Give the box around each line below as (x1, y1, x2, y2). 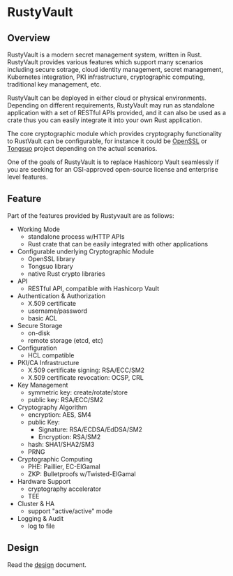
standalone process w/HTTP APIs (27, 232, 125, 241)
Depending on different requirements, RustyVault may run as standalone (7, 101, 215, 109)
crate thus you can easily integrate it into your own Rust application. (7, 116, 202, 124)
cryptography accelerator (27, 485, 102, 493)
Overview (7, 32, 51, 44)
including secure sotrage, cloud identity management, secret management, (7, 66, 223, 73)
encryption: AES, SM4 (27, 410, 92, 419)
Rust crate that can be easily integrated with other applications (27, 239, 208, 248)
